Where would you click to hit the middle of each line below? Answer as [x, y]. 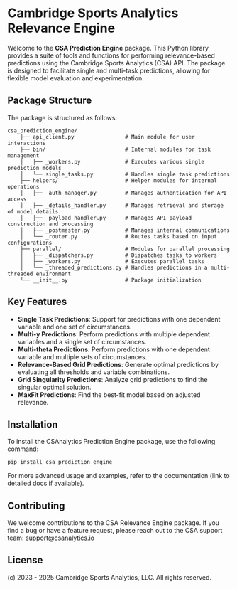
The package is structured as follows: [62, 117]
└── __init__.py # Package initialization [111, 280]
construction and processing [50, 224]
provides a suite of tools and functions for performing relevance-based [111, 55]
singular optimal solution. [54, 387]
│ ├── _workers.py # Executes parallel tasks [112, 261]
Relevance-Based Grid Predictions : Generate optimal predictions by [118, 364]
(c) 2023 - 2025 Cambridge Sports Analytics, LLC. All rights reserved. [109, 577]
